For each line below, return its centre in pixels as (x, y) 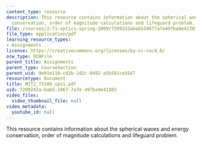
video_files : (23, 95)
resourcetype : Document (36, 78)
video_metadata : (26, 106)
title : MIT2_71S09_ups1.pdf (41, 84)
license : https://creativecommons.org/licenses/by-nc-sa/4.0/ (86, 51)
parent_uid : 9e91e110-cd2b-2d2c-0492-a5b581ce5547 (71, 73)
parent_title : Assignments (40, 62)
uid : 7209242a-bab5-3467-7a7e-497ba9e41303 (62, 90)
